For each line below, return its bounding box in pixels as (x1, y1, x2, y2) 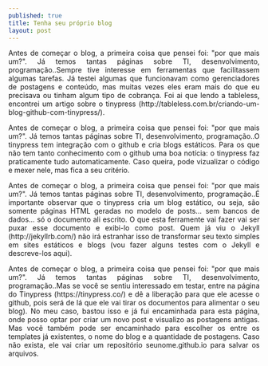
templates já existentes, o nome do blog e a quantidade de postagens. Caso (8, 332, 260, 341)
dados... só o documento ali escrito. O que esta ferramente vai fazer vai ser (8, 214, 260, 224)
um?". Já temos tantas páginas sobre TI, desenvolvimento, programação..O (8, 132, 260, 141)
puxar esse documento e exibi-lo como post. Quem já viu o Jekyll (8, 223, 260, 233)
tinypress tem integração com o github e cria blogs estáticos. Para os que (8, 140, 260, 150)
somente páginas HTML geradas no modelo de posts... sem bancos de (8, 207, 260, 216)
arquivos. (8, 348, 39, 359)
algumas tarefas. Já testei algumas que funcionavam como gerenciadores (8, 73, 260, 84)
